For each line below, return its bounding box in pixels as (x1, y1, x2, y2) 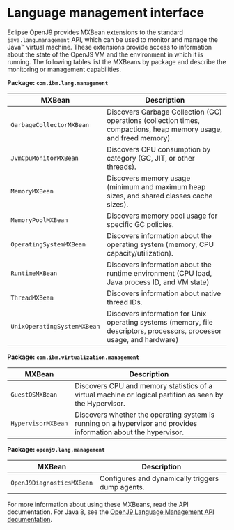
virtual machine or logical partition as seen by (74, 390, 224, 399)
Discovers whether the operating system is (74, 410, 214, 420)
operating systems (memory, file (107, 317, 214, 327)
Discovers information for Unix (107, 309, 207, 318)
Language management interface (7, 5, 204, 21)
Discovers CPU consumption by (107, 145, 211, 154)
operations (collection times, (107, 115, 201, 125)
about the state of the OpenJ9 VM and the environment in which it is (7, 50, 203, 59)
